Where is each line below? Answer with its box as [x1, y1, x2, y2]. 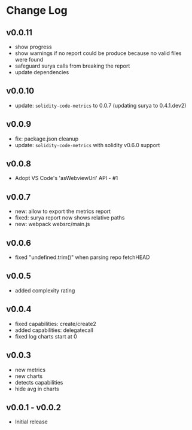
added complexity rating [14, 286, 75, 294]
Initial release [14, 418, 48, 425]
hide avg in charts [14, 385, 59, 392]
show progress [14, 43, 52, 50]
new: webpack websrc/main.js [14, 221, 90, 228]
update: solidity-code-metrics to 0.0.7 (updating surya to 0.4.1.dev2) [14, 102, 187, 109]
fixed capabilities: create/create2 [14, 320, 97, 327]
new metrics [14, 366, 46, 373]
